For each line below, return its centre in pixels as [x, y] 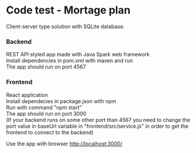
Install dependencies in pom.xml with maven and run [70, 61]
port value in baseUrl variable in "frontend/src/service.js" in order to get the [97, 126]
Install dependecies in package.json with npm [61, 101]
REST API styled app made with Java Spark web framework [78, 55]
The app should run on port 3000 [46, 113]
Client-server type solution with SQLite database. [65, 26]
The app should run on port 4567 [46, 67]
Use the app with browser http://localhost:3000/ [64, 144]
